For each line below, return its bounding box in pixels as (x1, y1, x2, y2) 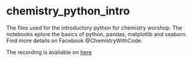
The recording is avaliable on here (6, 48, 92, 55)
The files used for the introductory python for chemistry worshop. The (6, 24, 183, 31)
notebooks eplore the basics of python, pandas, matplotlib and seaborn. (6, 30, 188, 37)
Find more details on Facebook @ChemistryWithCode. (6, 37, 143, 44)
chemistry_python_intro (6, 4, 130, 18)
